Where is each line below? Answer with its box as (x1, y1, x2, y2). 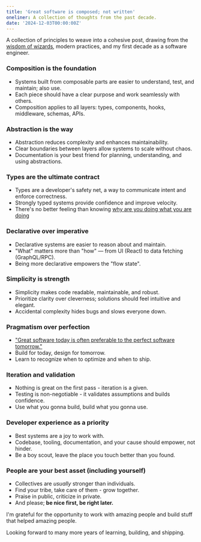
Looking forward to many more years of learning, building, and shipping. (6, 529, 185, 536)
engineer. (6, 49, 30, 57)
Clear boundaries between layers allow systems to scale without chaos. (14, 145, 193, 152)
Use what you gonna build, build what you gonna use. (14, 404, 148, 411)
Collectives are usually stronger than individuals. (14, 480, 136, 487)
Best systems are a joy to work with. (14, 432, 105, 439)
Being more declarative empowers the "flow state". (14, 260, 141, 267)
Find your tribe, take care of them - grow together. (14, 487, 140, 494)
